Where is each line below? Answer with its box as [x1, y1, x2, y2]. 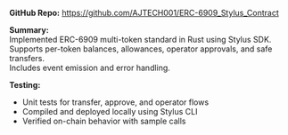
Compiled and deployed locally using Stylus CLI [21, 107, 198, 116]
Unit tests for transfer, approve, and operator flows [21, 97, 210, 107]
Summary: [9, 25, 49, 35]
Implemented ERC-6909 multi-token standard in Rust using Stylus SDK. [9, 35, 272, 44]
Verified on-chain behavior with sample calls [21, 115, 186, 126]
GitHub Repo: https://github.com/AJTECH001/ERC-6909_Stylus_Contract [9, 8, 279, 18]
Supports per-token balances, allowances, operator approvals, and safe [9, 44, 273, 54]
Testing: [9, 80, 41, 90]
